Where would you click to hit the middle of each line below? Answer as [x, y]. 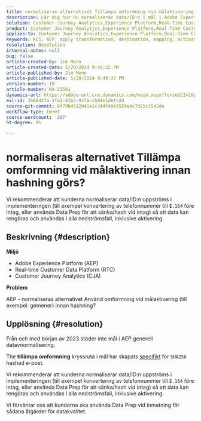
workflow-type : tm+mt [33, 112]
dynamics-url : [24, 95]
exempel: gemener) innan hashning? [51, 305]
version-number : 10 [31, 84]
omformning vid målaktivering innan [98, 170]
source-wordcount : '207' [37, 117]
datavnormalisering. [31, 345]
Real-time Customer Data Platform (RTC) [65, 269]
